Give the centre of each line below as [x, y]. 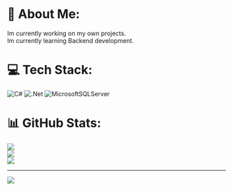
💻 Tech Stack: [50, 70]
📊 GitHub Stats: [54, 123]
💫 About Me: [44, 14]
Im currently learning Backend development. [70, 40]
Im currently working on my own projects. [67, 33]
